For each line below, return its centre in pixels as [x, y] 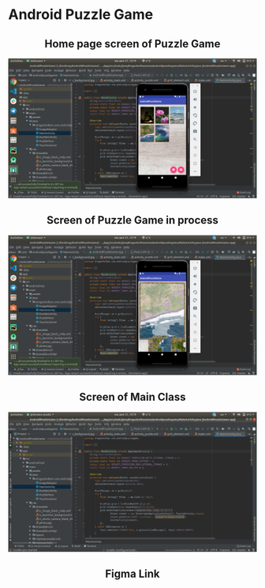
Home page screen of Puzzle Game [132, 44]
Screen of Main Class [132, 397]
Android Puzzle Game [81, 15]
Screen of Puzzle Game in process [132, 220]
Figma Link [132, 574]
